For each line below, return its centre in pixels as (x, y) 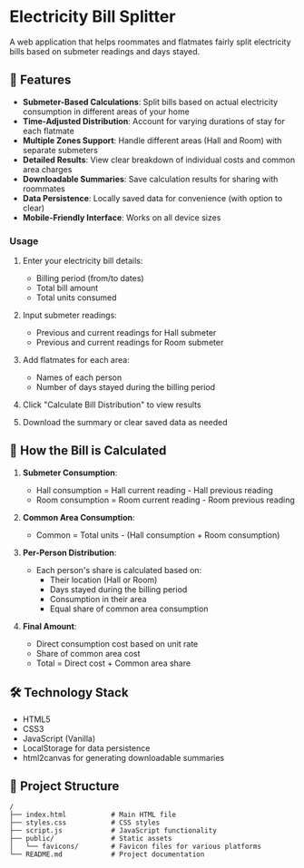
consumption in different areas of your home (106, 112)
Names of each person (79, 377)
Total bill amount (67, 288)
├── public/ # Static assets (91, 839)
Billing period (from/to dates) (90, 278)
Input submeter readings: (70, 316)
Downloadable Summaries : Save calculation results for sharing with (150, 179)
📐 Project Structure (64, 786)
